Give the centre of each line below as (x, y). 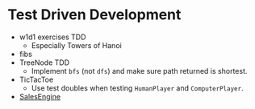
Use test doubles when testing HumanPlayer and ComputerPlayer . (137, 88)
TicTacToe (36, 79)
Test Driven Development (94, 15)
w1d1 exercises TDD (52, 37)
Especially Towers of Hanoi (76, 45)
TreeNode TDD (44, 63)
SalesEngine (40, 96)
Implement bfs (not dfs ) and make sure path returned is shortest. (139, 71)
